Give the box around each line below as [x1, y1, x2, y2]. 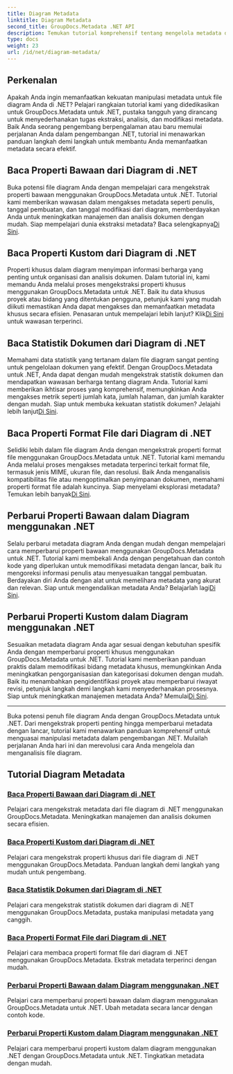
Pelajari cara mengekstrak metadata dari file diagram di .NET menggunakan [7, 805, 223, 813]
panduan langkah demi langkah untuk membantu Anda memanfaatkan [7, 137, 208, 146]
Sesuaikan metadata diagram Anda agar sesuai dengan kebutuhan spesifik [7, 640, 221, 648]
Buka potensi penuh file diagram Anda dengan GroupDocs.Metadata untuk [7, 711, 221, 720]
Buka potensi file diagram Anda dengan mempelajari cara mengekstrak [7, 183, 210, 191]
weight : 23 [7, 42, 39, 49]
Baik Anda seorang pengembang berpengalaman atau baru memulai [7, 122, 202, 130]
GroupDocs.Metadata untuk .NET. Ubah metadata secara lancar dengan [7, 1003, 213, 1012]
